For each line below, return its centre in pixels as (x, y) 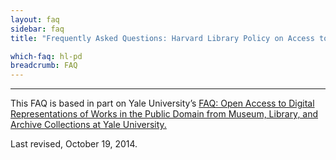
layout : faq (35, 19)
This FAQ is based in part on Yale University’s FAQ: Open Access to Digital (162, 103)
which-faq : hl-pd (46, 56)
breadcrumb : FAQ (44, 66)
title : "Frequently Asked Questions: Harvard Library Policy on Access (162, 38)
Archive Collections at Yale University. (88, 125)
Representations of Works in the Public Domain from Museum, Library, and (164, 114)
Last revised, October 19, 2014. (74, 144)
